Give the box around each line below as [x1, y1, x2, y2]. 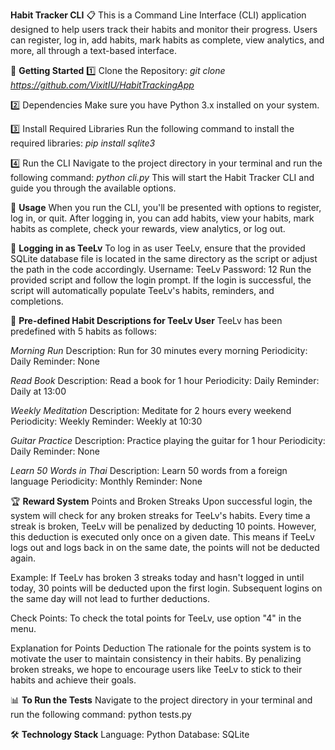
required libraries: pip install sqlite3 [10, 137, 156, 149]
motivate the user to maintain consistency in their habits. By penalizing [10, 653, 302, 664]
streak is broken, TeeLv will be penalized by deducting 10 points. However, [10, 520, 317, 532]
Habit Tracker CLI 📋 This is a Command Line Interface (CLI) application [10, 9, 307, 21]
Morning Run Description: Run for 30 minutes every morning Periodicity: [10, 345, 308, 356]
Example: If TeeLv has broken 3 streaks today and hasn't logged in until [10, 572, 305, 583]
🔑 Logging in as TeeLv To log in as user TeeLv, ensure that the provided [10, 242, 306, 254]
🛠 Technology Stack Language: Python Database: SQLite [10, 729, 250, 740]
